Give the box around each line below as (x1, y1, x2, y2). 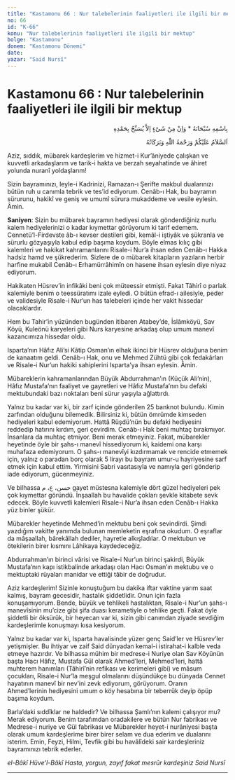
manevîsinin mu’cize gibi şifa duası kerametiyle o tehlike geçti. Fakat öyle (7, 605, 218, 614)
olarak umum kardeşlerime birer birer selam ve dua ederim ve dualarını (7, 730, 211, 738)
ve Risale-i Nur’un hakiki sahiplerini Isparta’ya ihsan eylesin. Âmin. (7, 360, 198, 369)
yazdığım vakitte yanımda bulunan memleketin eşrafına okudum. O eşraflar (7, 526, 222, 535)
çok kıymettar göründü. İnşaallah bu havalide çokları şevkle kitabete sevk (7, 491, 218, 499)
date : (7, 50, 23, 57)
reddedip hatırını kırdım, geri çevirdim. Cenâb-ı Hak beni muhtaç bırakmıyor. (7, 425, 226, 433)
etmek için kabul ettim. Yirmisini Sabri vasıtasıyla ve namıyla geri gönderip (7, 462, 220, 470)
